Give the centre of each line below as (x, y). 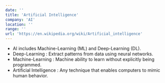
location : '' (19, 24)
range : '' (16, 29)
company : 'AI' (20, 19)
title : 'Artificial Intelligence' (42, 15)
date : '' (15, 10)
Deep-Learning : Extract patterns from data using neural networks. (83, 54)
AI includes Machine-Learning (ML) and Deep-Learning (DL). (77, 48)
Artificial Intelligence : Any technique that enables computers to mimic (86, 70)
